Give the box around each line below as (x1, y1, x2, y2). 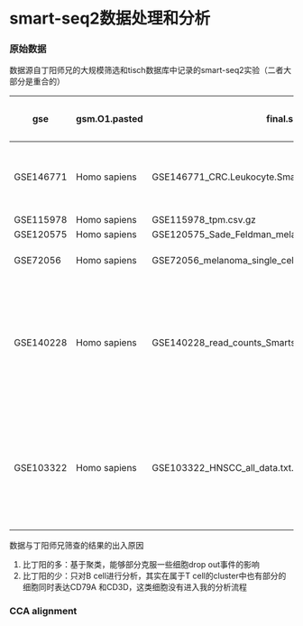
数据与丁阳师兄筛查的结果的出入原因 (9, 540, 144, 551)
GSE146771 (14, 170, 68, 183)
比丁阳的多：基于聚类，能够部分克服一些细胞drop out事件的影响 (22, 559, 260, 570)
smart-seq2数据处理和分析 (9, 8, 210, 29)
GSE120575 (14, 228, 68, 241)
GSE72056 (14, 254, 61, 267)
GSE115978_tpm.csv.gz (151, 214, 257, 226)
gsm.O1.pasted (76, 113, 143, 125)
